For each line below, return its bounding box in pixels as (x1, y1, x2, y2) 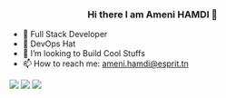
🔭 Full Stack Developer (22, 29, 108, 40)
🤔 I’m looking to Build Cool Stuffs (22, 48, 145, 59)
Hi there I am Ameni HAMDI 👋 (87, 8, 218, 21)
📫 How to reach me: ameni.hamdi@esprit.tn (22, 58, 189, 69)
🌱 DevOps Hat (22, 38, 76, 49)
